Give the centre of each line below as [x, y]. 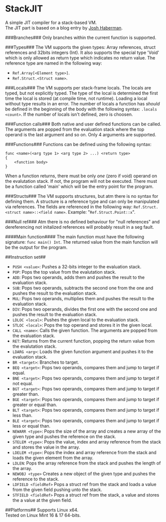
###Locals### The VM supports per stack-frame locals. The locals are [78, 87]
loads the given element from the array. [53, 458]
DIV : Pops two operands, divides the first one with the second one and [84, 309]
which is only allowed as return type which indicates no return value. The [80, 57]
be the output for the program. [36, 247]
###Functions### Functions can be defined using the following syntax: [79, 144]
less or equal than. [31, 426]
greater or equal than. [35, 405]
